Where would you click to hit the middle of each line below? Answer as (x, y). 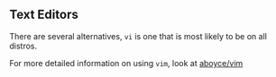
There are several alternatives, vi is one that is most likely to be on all (138, 36)
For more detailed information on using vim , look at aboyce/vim (126, 63)
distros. (23, 46)
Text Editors (44, 15)
